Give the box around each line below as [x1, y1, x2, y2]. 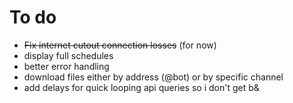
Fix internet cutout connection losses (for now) [23, 39, 217, 51]
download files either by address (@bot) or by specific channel [23, 71, 284, 83]
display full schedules [23, 49, 114, 61]
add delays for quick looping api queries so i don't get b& [23, 81, 260, 93]
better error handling [23, 60, 110, 72]
